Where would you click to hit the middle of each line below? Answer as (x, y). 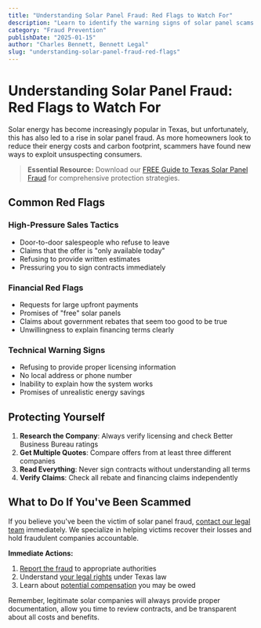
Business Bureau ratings (59, 444)
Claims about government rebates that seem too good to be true (123, 321)
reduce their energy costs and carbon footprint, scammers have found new (130, 145)
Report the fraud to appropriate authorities (88, 568)
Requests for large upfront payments (79, 304)
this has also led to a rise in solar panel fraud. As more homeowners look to (130, 138)
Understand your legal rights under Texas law (93, 577)
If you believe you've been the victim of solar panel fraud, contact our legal (129, 521)
